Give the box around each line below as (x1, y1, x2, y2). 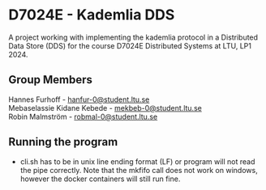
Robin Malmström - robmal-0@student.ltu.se (8, 112, 158, 121)
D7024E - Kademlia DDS (8, 6, 175, 24)
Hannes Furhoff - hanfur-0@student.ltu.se (8, 95, 150, 104)
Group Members (8, 73, 93, 87)
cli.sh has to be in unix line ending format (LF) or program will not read (19, 156, 255, 167)
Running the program (8, 135, 118, 149)
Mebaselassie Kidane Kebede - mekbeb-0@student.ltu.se (8, 103, 203, 112)
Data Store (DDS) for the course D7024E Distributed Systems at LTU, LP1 (8, 40, 251, 50)
